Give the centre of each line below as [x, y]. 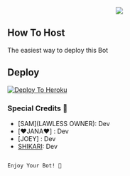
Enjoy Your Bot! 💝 [34, 165]
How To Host [36, 33]
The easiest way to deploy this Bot [58, 50]
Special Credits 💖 [38, 108]
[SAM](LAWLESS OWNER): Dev [64, 123]
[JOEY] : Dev [37, 138]
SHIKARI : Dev [38, 146]
